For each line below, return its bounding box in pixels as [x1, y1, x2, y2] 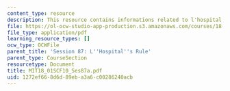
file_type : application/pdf [7, 29, 88, 36]
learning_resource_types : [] [7, 36, 90, 42]
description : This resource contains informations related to [7, 16, 188, 23]
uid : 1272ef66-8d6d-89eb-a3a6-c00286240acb [7, 73, 133, 81]
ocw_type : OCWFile [7, 42, 60, 49]
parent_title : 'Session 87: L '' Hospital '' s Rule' [7, 49, 152, 55]
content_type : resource [7, 10, 75, 17]
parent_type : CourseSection [7, 55, 88, 62]
